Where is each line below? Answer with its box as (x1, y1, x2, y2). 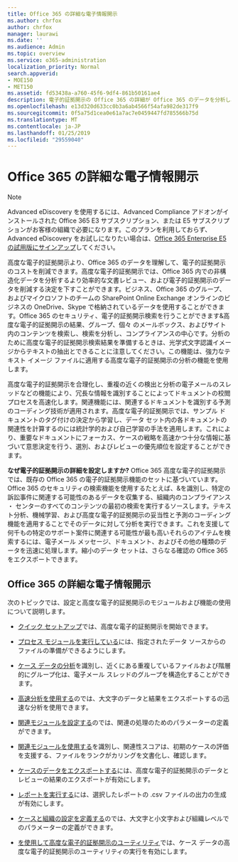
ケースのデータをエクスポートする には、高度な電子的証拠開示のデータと (17, 766, 229, 775)
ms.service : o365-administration (7, 57, 107, 64)
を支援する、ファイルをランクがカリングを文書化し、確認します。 (17, 751, 211, 760)
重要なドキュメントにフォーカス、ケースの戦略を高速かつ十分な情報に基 (19, 433, 231, 442)
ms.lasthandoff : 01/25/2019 (7, 129, 91, 137)
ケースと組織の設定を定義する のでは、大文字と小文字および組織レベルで (17, 814, 229, 822)
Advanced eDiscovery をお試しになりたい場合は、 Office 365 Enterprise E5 (7, 234, 227, 243)
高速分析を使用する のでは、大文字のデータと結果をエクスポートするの (17, 694, 224, 703)
